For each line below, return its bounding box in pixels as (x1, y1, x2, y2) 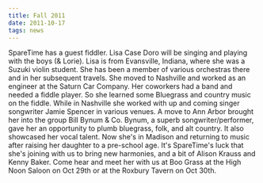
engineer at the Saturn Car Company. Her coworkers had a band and (8, 82, 233, 91)
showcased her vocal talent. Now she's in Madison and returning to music (8, 132, 250, 142)
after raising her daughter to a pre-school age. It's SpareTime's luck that (8, 140, 244, 151)
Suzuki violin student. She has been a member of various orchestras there (8, 65, 250, 74)
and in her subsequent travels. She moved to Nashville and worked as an (8, 73, 246, 83)
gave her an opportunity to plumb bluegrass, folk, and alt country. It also (8, 124, 244, 133)
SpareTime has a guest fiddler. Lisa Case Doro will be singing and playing (8, 48, 248, 58)
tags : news (8, 26, 44, 34)
